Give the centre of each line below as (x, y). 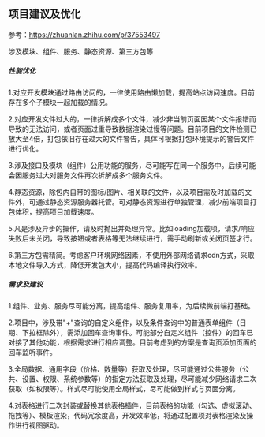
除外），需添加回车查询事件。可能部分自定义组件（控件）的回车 (144, 332)
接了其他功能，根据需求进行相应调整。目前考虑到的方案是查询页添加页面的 (136, 342)
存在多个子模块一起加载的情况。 (60, 102)
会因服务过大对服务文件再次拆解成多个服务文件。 (88, 175)
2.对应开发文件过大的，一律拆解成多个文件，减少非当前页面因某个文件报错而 (132, 119)
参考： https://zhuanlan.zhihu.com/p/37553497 (84, 35)
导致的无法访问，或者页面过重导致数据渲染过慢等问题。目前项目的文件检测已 (132, 129)
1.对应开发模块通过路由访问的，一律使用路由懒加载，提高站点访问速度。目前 (131, 92)
